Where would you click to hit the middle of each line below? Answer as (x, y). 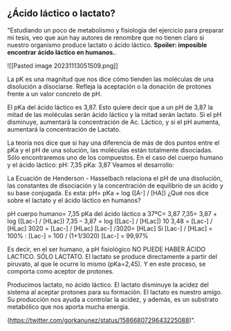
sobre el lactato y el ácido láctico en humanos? (74, 200)
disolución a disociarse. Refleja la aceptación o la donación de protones (110, 86)
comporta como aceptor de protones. (61, 271)
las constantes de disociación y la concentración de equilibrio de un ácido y (115, 186)
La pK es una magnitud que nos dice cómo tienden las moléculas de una (111, 79)
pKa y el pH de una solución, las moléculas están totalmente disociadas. (110, 150)
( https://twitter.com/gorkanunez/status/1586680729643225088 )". (101, 320)
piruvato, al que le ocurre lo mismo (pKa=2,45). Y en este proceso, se (107, 264)
